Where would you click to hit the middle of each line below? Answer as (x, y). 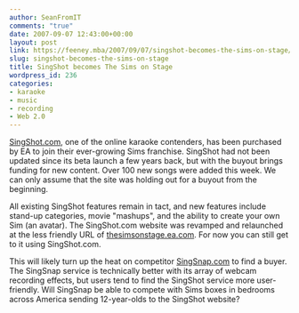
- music (24, 100)
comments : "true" (41, 26)
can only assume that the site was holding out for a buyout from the (133, 180)
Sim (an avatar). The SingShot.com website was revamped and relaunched (146, 225)
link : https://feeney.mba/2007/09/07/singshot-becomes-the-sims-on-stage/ (151, 51)
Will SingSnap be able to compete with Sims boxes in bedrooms (158, 290)
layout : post (33, 42)
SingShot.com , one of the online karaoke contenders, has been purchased (145, 142)
